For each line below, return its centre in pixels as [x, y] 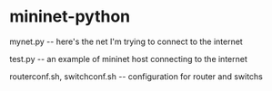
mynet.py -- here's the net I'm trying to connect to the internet [126, 41]
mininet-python [70, 17]
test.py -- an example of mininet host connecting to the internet [129, 59]
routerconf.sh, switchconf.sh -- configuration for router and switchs [136, 76]
